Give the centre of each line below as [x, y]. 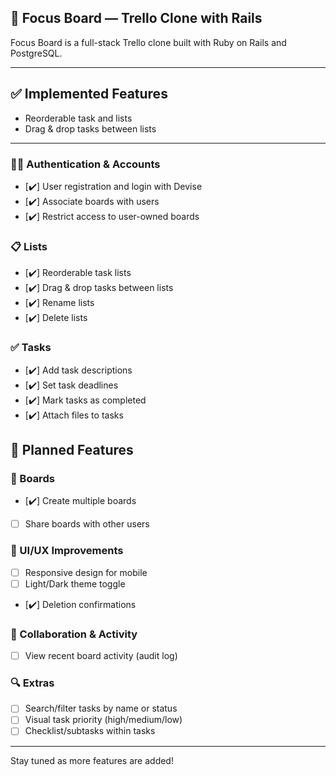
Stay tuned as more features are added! [92, 760]
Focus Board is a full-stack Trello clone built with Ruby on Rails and [148, 42]
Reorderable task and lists [78, 118]
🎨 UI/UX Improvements [67, 551]
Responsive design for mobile [86, 572]
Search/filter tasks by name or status [101, 708]
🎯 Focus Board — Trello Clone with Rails [136, 18]
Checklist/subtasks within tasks [90, 731]
